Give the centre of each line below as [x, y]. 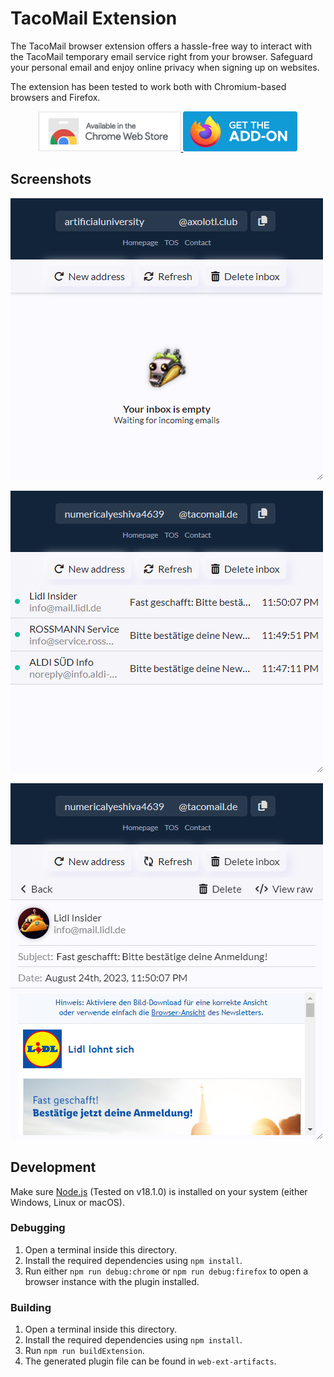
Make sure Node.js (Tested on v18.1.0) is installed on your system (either [159, 1191]
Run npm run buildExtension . [84, 1351]
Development [53, 1167]
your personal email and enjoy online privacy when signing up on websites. [165, 67]
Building [31, 1307]
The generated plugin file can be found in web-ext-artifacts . [150, 1361]
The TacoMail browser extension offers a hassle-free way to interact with [161, 46]
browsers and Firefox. [55, 97]
